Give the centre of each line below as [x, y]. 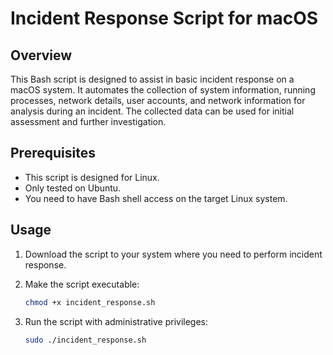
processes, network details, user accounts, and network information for [158, 100]
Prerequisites [53, 153]
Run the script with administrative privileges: [116, 321]
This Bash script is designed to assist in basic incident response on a [152, 79]
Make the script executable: [82, 284]
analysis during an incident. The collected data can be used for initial [152, 111]
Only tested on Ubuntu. [73, 188]
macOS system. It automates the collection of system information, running [163, 90]
